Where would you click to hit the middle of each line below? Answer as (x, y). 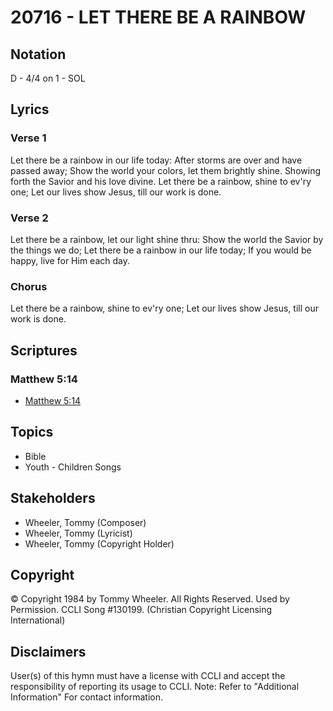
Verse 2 (29, 218)
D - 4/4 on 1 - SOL (48, 78)
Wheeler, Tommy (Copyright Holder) (99, 543)
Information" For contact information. (87, 697)
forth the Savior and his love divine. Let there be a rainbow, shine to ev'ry (161, 181)
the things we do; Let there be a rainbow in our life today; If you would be (161, 250)
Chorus (29, 286)
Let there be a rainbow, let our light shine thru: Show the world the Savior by (167, 239)
